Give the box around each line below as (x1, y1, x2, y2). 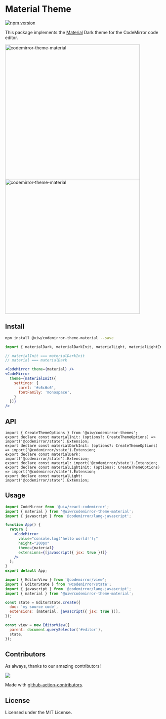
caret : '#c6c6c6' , (18, 385, 56, 390)
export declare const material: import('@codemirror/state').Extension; (5, 460, 158, 465)
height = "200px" (18, 541, 50, 546)
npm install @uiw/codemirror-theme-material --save (5, 335, 114, 340)
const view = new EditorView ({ (5, 623, 70, 628)
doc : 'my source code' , (9, 604, 58, 609)
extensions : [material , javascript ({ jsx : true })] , (9, 609, 121, 614)
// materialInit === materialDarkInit (5, 353, 85, 359)
